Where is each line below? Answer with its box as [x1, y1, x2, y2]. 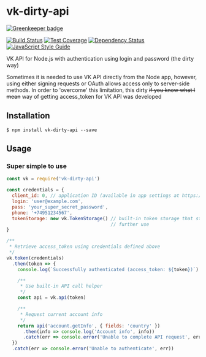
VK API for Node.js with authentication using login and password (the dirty [6, 55, 194, 62]
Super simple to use [6, 162, 67, 171]
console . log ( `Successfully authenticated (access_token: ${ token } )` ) [17, 266, 199, 272]
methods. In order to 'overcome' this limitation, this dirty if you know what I [6, 86, 196, 93]
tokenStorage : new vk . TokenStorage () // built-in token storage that [12, 215, 193, 221]
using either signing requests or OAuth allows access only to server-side [6, 80, 190, 87]
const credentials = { [6, 187, 64, 193]
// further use [110, 221, 150, 228]
